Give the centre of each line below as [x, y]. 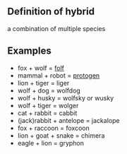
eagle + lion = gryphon [51, 143]
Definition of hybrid [51, 12]
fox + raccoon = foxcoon [53, 128]
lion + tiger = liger [43, 83]
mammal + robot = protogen [59, 75]
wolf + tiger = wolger [48, 105]
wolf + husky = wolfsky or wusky [66, 97]
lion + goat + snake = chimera [61, 135]
